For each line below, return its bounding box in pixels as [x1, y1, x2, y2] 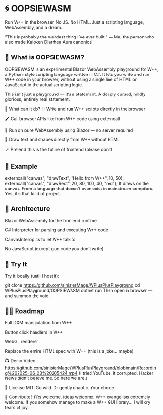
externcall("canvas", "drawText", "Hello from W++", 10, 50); [5, 175, 124, 181]
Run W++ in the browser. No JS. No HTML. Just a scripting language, [5, 19, 144, 25]
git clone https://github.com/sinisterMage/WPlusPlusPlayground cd [5, 283, 140, 288]
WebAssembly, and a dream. [5, 24, 62, 30]
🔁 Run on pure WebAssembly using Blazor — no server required [5, 127, 133, 133]
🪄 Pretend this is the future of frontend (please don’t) [5, 146, 113, 152]
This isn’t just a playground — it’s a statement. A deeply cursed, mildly [5, 91, 146, 97]
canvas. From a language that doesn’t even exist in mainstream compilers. [5, 186, 154, 191]
